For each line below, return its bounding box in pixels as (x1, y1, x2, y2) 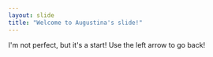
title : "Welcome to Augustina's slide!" (8, 19, 144, 27)
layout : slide (8, 11, 55, 20)
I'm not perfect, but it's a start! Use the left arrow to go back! (8, 40, 206, 49)
